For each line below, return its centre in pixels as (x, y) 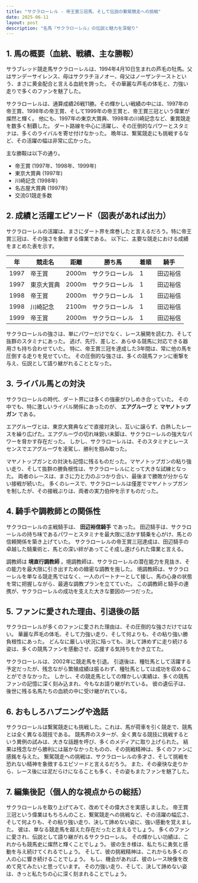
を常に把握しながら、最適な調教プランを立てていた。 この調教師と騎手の (95, 584)
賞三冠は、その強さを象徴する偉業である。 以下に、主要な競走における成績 (98, 239)
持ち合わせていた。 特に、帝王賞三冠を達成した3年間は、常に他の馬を (107, 348)
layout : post (22, 22)
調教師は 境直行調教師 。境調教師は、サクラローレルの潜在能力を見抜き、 (95, 561)
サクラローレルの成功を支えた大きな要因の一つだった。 (89, 591)
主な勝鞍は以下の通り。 (35, 153)
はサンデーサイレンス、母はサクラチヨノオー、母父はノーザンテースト (91, 76)
